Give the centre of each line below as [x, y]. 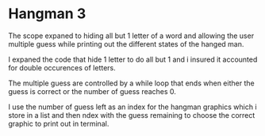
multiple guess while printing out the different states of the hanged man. [126, 43]
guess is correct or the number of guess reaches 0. [92, 91]
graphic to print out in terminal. [59, 123]
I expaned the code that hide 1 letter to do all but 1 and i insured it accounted [133, 59]
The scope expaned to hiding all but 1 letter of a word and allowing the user [131, 36]
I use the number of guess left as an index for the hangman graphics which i [132, 107]
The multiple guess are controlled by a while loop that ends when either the [132, 83]
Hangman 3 [47, 14]
